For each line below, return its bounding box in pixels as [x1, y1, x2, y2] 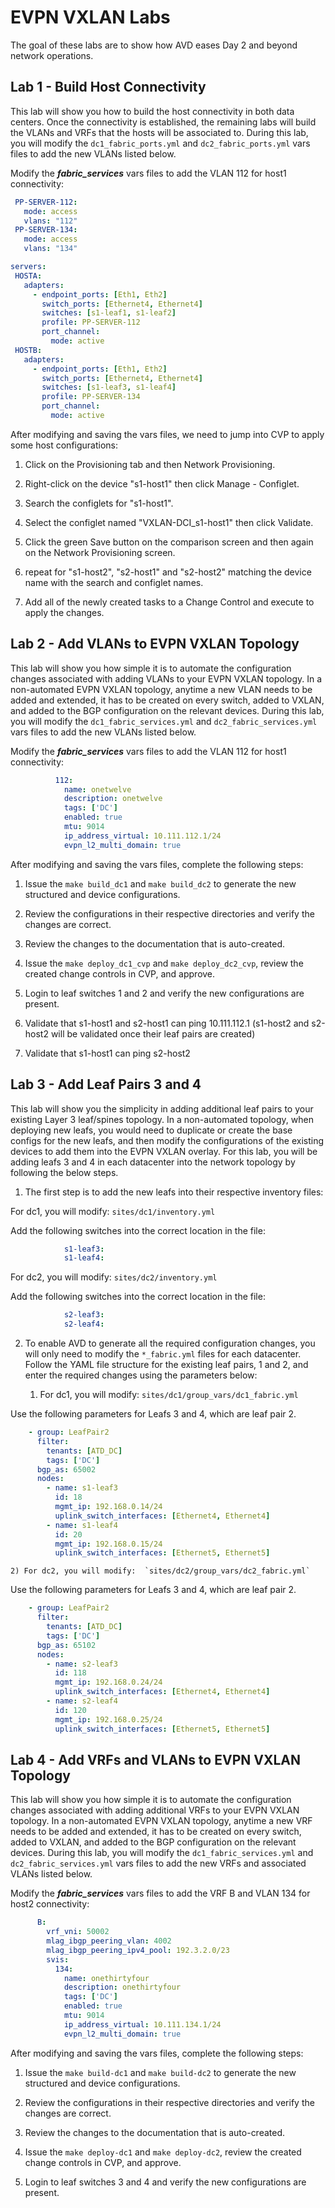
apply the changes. [24, 606, 105, 618]
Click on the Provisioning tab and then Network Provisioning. [24, 458, 276, 470]
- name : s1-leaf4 [46, 1520, 118, 1530]
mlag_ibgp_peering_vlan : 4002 [46, 1936, 172, 1946]
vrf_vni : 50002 [46, 1927, 110, 1937]
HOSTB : [14, 345, 43, 355]
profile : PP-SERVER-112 [41, 317, 141, 328]
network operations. [10, 49, 94, 61]
